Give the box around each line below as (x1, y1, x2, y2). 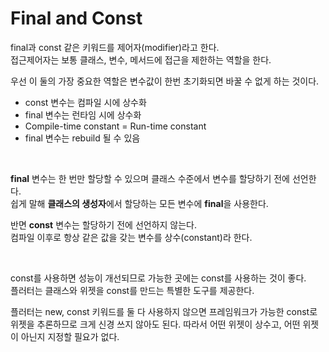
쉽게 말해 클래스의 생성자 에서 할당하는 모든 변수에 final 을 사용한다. (10, 197, 269, 209)
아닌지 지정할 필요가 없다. (20, 330, 120, 342)
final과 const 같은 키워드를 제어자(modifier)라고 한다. (10, 41, 220, 53)
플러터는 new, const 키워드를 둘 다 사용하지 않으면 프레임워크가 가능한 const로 (10, 305, 318, 317)
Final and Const (10, 7, 143, 30)
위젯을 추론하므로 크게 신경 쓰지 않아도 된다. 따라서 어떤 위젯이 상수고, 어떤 (10, 318, 301, 330)
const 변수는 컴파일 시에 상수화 (24, 96, 147, 108)
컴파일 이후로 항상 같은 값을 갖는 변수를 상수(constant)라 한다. (10, 231, 253, 243)
